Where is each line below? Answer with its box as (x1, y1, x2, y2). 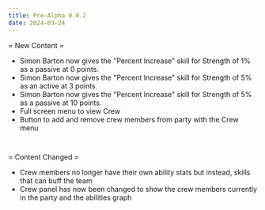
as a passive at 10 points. (19, 98, 102, 107)
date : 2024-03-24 (8, 19, 66, 27)
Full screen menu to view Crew (19, 106, 121, 115)
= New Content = (8, 40, 65, 50)
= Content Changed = (8, 152, 79, 162)
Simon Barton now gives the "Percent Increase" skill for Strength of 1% (19, 56, 251, 66)
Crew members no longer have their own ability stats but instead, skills (19, 167, 251, 177)
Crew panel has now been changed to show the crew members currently (19, 184, 258, 193)
